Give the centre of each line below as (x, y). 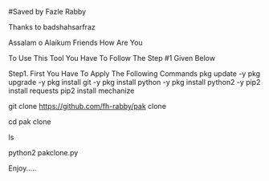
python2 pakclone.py (43, 153)
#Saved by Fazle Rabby (47, 12)
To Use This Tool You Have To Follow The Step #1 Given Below (112, 58)
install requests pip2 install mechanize (71, 90)
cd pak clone (30, 122)
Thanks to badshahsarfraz (52, 27)
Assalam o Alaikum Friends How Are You (75, 42)
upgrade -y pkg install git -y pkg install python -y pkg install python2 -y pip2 (134, 82)
